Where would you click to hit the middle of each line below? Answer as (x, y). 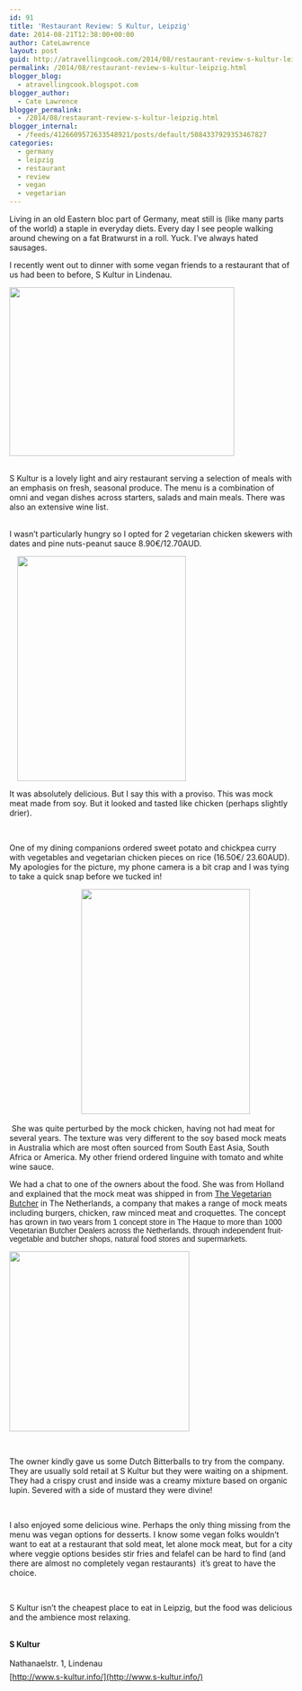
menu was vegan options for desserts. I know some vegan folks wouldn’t (144, 1534)
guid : (19, 59)
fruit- (275, 1231)
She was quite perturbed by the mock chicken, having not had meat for (143, 1129)
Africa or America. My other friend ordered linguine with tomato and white (147, 1157)
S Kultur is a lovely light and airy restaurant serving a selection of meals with (151, 478)
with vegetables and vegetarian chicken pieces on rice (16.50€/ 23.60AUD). (150, 857)
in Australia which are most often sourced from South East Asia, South (139, 1147)
